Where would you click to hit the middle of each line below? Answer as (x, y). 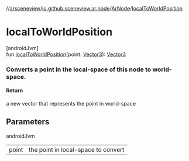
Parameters (28, 122)
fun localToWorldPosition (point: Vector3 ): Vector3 (66, 54)
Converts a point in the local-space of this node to (79, 69)
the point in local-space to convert (76, 149)
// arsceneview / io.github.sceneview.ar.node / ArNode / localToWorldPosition (94, 8)
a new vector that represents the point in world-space (71, 104)
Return (15, 90)
